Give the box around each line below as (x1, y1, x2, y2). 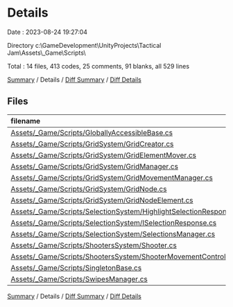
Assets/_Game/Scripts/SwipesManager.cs (10, 274, 148, 283)
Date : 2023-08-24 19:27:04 (7, 28, 88, 36)
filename (10, 116, 41, 125)
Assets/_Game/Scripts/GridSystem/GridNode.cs (10, 184, 167, 193)
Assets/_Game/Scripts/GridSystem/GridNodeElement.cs (10, 195, 193, 205)
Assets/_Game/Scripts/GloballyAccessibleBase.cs (10, 128, 173, 137)
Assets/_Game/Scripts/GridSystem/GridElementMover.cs (10, 150, 196, 160)
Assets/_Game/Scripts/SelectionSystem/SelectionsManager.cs (10, 229, 216, 238)
